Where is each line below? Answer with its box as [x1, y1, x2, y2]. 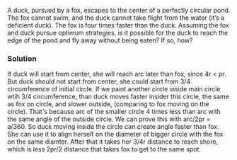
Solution [7, 53, 37, 63]
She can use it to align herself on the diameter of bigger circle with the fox [7, 130, 224, 139]
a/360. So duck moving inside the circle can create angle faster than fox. [7, 122, 219, 131]
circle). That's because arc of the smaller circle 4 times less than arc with [7, 108, 221, 116]
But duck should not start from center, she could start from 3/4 [7, 77, 191, 86]
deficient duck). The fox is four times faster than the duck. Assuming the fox [7, 21, 230, 29]
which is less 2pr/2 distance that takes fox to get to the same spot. [7, 145, 202, 154]
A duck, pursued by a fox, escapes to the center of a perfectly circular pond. [7, 6, 231, 14]
